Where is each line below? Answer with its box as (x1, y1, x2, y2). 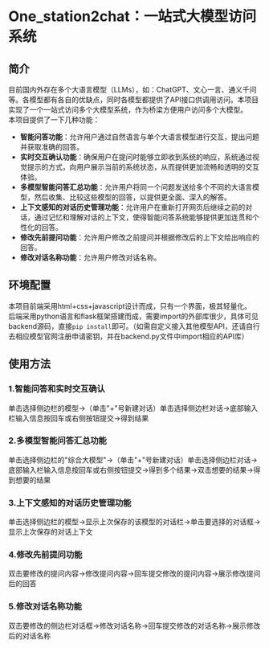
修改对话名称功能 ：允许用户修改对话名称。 (19, 252, 161, 262)
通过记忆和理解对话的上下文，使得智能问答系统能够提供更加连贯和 (34, 212, 253, 222)
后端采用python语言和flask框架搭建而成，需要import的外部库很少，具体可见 (8, 311, 259, 321)
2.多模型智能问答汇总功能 (8, 435, 107, 446)
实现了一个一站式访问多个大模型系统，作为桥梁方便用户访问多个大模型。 (8, 105, 247, 114)
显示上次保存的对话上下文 (8, 527, 93, 537)
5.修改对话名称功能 (8, 601, 83, 612)
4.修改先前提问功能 (8, 549, 83, 560)
